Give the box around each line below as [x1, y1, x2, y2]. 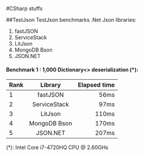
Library [40, 81, 61, 89]
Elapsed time [78, 81, 115, 89]
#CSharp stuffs [6, 5, 43, 12]
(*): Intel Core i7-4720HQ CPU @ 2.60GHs [6, 144, 109, 151]
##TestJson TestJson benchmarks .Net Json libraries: [6, 16, 136, 23]
